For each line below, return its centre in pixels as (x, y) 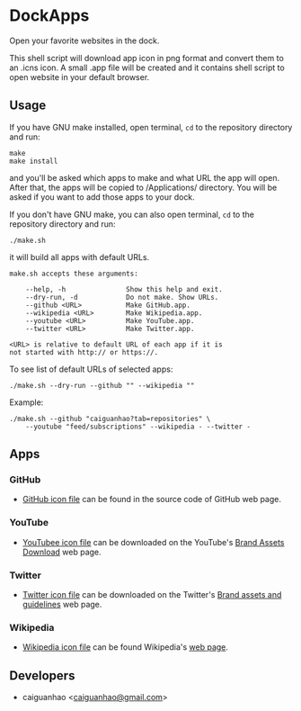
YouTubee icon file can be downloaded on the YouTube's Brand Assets (153, 542)
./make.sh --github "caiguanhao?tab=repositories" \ (110, 418)
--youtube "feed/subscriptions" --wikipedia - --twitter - (138, 427)
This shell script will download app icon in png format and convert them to (147, 58)
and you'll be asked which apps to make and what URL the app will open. (145, 177)
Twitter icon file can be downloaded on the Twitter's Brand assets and (152, 595)
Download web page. (62, 552)
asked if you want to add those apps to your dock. (102, 197)
